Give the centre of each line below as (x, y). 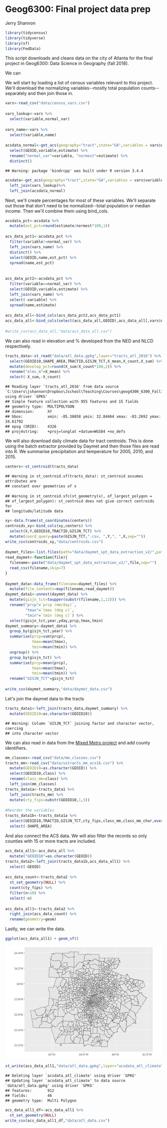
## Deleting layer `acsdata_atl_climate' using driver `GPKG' (71, 1076)
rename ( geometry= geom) (33, 919)
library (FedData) (23, 48)
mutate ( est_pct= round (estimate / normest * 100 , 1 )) (60, 226)
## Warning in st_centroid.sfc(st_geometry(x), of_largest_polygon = (79, 496)
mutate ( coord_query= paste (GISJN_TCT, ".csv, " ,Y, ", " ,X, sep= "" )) (78, 536)
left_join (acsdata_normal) (38, 191)
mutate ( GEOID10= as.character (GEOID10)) (51, 714)
